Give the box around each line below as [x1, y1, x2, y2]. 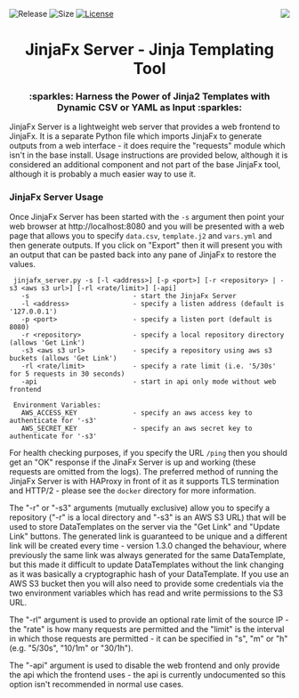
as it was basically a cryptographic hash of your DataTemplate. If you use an [9, 568, 289, 579]
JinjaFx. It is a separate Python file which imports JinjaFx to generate [9, 131, 263, 142]
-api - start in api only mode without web [20, 377, 277, 386]
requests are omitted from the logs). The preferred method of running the [9, 466, 279, 476]
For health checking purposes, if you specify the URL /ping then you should [9, 447, 287, 458]
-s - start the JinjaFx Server [20, 291, 238, 300]
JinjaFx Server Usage [9, 191, 104, 204]
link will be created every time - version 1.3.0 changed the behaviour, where [9, 540, 287, 551]
